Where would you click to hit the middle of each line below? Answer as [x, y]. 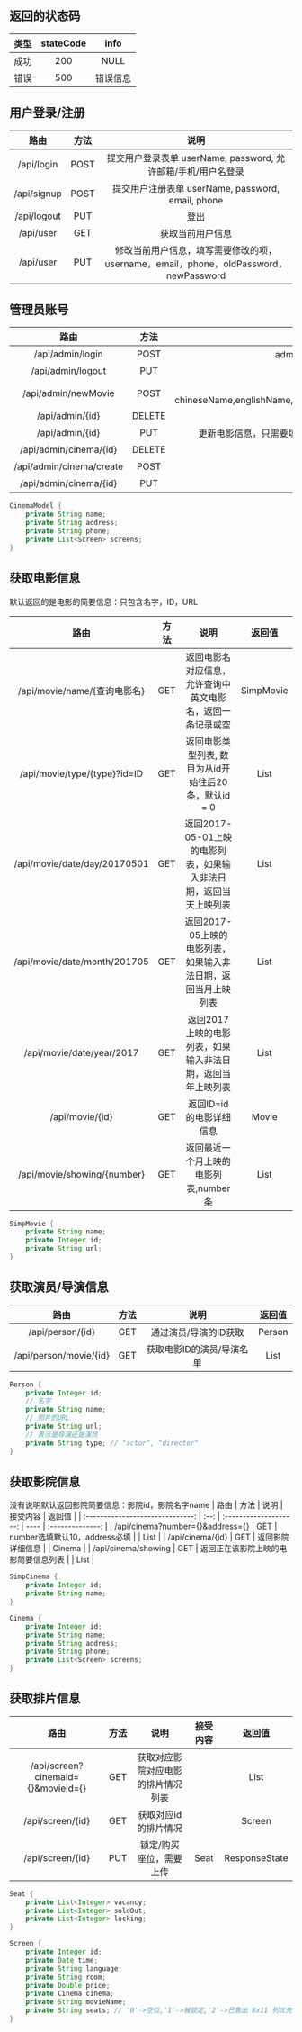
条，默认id [209, 795]
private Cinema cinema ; [70, 1994]
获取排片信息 [45, 1698]
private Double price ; [68, 1985]
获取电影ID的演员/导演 [193, 1349]
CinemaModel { [36, 506]
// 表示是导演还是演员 [62, 1434]
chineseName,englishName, [234, 401]
